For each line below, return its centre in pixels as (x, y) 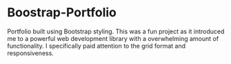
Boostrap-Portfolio (62, 13)
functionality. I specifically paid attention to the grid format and (97, 46)
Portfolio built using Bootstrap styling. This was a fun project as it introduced (116, 31)
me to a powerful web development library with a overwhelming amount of (113, 38)
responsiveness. (30, 53)
